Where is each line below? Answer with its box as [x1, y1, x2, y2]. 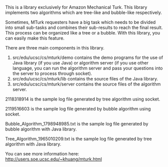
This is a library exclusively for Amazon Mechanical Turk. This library [5, 4, 147, 10]
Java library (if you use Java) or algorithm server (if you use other [12, 60, 149, 65]
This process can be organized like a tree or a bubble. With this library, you [5, 30, 160, 35]
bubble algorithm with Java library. [5, 126, 77, 132]
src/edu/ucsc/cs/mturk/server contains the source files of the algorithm [12, 81, 161, 87]
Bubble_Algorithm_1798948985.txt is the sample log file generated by [5, 121, 149, 126]
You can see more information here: [5, 151, 79, 156]
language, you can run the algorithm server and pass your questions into [12, 65, 163, 71]
